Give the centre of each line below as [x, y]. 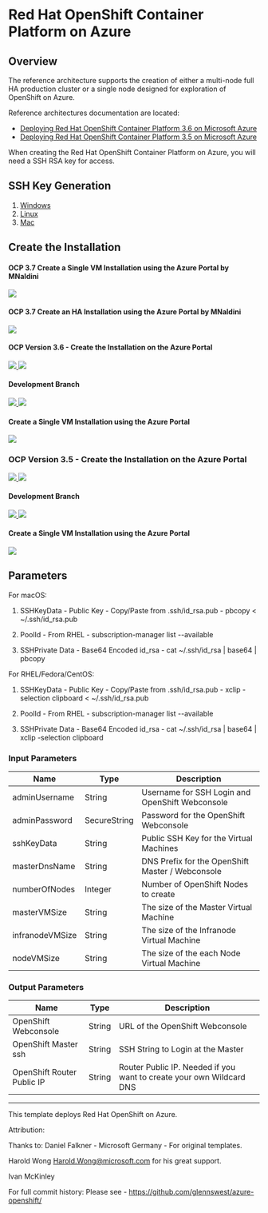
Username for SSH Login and [196, 792]
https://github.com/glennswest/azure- [191, 1192]
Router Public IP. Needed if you [177, 1067]
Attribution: [27, 1130]
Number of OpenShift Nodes [195, 884]
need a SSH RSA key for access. [62, 161]
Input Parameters [43, 758]
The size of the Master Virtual [197, 908]
